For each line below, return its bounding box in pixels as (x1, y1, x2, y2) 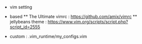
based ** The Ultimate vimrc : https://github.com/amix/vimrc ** (9, 14, 138, 19)
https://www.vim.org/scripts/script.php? (47, 19, 128, 24)
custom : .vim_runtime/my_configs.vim (9, 34, 87, 39)
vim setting (9, 4, 33, 10)
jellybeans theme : (9, 19, 47, 24)
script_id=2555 (9, 24, 41, 30)
